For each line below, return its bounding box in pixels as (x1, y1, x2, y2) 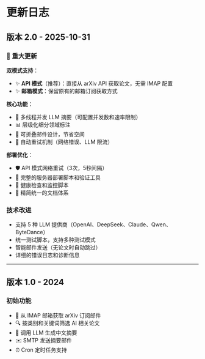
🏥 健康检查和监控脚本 (15, 181, 69, 188)
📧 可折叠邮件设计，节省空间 (15, 130, 85, 138)
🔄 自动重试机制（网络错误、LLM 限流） (15, 138, 113, 146)
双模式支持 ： (6, 67, 38, 74)
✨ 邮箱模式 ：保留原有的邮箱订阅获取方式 (15, 87, 118, 95)
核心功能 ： (6, 100, 34, 108)
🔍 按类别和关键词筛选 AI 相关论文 (15, 319, 100, 327)
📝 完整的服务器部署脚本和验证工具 (15, 174, 101, 181)
